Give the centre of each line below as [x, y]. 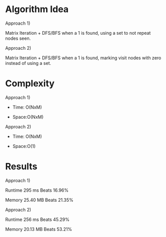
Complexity [30, 84]
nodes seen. [18, 38]
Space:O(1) [24, 146]
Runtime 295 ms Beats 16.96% [37, 190]
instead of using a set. [28, 63]
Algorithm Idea [37, 9]
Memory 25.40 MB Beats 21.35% [39, 200]
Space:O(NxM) [28, 117]
